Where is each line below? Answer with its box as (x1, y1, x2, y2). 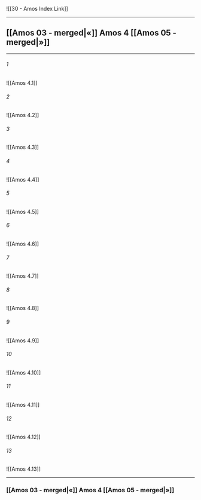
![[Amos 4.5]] (6, 208, 39, 215)
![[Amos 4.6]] (6, 240, 39, 247)
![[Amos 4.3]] (6, 143, 39, 151)
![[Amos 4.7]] (6, 272, 39, 280)
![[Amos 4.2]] (6, 112, 39, 119)
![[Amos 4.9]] (6, 337, 39, 344)
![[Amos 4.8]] (6, 305, 39, 312)
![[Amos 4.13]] (6, 465, 41, 473)
